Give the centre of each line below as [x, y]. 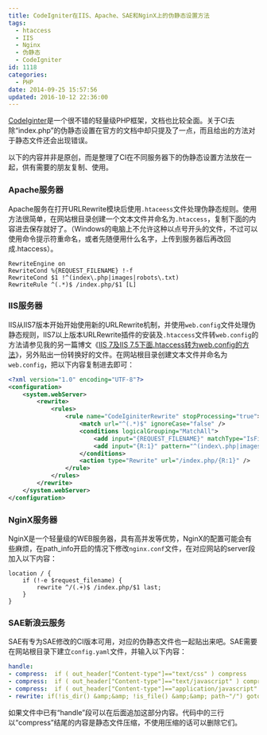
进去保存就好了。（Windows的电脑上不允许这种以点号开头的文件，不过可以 [136, 228]
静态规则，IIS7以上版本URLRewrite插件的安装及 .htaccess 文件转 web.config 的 [133, 334]
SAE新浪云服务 [37, 623]
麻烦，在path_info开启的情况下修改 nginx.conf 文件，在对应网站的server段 [135, 549]
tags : [17, 23]
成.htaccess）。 [33, 248]
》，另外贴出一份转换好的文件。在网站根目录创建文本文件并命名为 [122, 354]
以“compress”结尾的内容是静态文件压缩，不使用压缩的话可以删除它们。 [125, 722]
